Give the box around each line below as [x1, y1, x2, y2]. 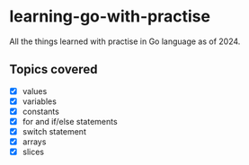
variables [22, 96, 57, 107]
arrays [22, 136, 47, 147]
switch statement [22, 126, 87, 136]
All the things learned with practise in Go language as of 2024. [9, 36, 241, 47]
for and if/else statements [22, 116, 119, 126]
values [22, 85, 48, 96]
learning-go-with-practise [9, 6, 211, 27]
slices [22, 146, 45, 158]
